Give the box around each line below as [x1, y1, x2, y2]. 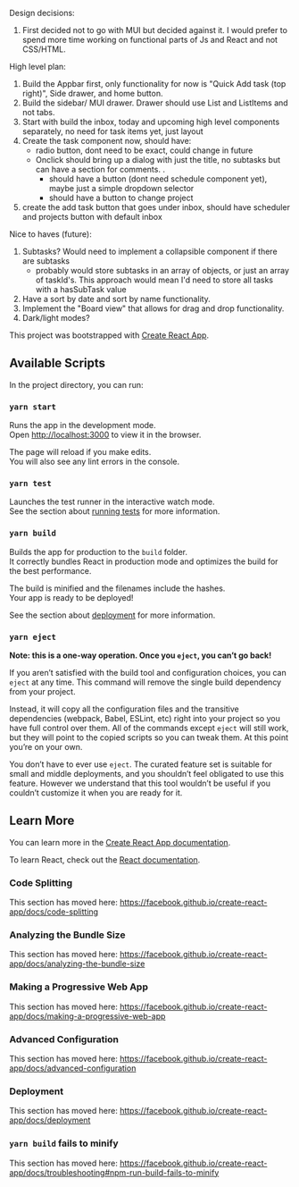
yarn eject [9, 632, 56, 642]
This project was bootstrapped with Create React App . [9, 330, 210, 341]
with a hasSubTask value [35, 284, 127, 294]
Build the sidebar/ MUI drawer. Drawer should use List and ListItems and [21, 97, 288, 108]
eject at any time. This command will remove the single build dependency [9, 677, 282, 687]
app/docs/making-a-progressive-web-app [9, 1010, 166, 1022]
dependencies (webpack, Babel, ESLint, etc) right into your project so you [9, 713, 281, 723]
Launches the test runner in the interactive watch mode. [9, 496, 216, 508]
